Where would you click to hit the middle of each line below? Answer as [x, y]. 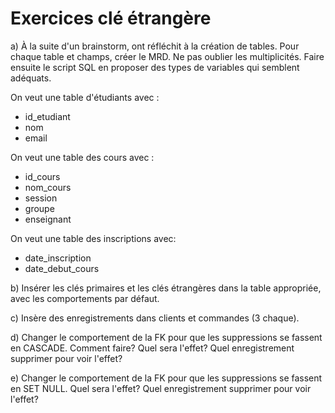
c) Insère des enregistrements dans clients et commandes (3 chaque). [155, 318]
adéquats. [31, 78]
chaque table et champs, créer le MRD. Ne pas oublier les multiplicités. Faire [167, 56]
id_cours [42, 176]
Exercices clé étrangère [111, 18]
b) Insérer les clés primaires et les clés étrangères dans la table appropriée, [166, 288]
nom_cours [48, 187]
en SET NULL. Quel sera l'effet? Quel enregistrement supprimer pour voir [161, 388]
